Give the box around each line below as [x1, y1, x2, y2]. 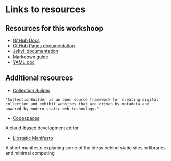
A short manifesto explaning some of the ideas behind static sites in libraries [5, 144, 166, 151]
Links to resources [5, 4, 86, 15]
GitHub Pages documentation [12, 43, 75, 49]
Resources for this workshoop [5, 24, 104, 33]
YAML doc [12, 59, 35, 65]
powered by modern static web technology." [5, 106, 100, 111]
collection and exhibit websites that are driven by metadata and [5, 101, 150, 106]
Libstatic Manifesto [12, 135, 53, 141]
